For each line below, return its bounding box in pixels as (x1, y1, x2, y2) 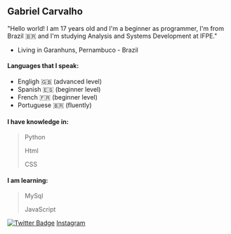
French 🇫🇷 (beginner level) (17, 93, 98, 102)
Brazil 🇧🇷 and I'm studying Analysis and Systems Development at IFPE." (7, 32, 218, 40)
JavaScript (24, 205, 56, 214)
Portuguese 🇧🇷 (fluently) (17, 101, 93, 109)
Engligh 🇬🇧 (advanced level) (17, 77, 103, 86)
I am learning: (7, 176, 48, 184)
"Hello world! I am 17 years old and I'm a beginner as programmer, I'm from (7, 24, 225, 32)
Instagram (55, 219, 86, 227)
